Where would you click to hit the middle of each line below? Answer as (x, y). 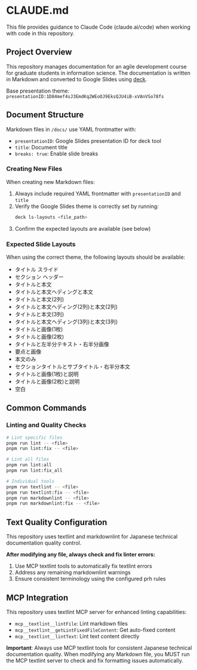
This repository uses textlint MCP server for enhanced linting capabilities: (96, 612)
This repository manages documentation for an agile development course (96, 66)
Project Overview (39, 52)
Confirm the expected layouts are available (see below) (83, 228)
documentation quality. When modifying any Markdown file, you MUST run (98, 654)
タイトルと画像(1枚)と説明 (47, 374)
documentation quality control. (44, 543)
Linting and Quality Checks (46, 425)
